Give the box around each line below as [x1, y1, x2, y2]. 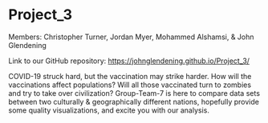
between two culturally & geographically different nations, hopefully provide [8, 97, 259, 106]
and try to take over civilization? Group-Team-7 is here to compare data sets [8, 88, 261, 97]
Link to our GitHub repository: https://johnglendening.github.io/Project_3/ [8, 56, 250, 65]
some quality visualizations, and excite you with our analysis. [8, 105, 210, 115]
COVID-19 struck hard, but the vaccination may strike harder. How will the [8, 71, 252, 81]
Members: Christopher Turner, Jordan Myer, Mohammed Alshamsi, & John [8, 32, 254, 42]
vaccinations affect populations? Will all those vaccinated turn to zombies [8, 80, 251, 89]
